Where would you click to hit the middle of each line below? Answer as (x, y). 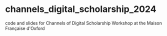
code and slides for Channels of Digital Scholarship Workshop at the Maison (84, 23)
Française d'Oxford (25, 28)
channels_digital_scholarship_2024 (81, 9)
